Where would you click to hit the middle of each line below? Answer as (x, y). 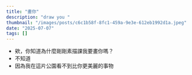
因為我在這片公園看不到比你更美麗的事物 (64, 66)
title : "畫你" (23, 12)
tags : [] (17, 34)
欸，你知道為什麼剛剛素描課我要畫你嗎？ (64, 51)
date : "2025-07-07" (30, 28)
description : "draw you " (38, 17)
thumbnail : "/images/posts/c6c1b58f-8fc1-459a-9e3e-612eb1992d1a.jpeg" (96, 22)
